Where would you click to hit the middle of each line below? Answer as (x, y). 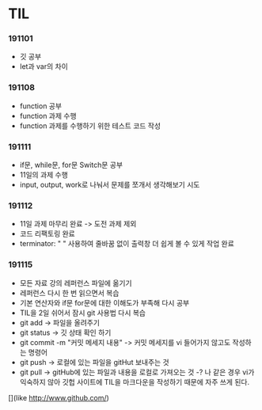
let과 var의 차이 (44, 66)
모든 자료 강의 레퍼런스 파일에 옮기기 (76, 283)
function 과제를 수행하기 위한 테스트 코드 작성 (90, 125)
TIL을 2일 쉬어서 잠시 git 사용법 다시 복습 (83, 313)
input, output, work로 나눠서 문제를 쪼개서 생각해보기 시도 (110, 185)
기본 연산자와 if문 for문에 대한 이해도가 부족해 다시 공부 (104, 302)
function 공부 (40, 106)
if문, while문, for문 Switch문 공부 (71, 165)
